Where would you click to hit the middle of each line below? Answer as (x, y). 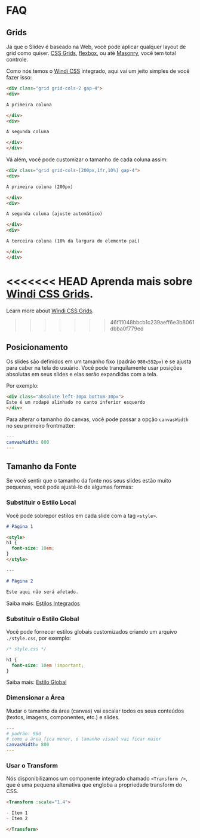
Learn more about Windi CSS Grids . (50, 311)
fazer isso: (19, 77)
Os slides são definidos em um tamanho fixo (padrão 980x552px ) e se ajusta (99, 361)
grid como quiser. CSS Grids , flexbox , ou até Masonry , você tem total (91, 53)
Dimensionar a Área (36, 698)
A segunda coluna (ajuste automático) (54, 214)
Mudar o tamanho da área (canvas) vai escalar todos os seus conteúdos (95, 711)
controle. (17, 59)
